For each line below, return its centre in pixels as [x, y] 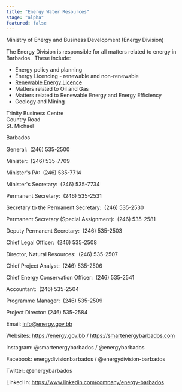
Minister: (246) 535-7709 [38, 161]
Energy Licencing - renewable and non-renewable [77, 76]
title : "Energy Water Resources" [48, 12]
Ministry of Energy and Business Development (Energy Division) [85, 40]
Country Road [23, 120]
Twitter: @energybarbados [40, 371]
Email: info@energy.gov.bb [40, 324]
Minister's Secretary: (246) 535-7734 [53, 185]
